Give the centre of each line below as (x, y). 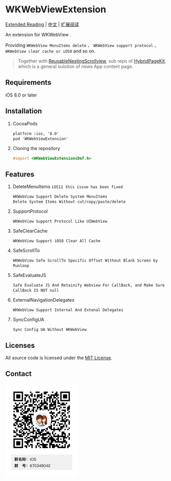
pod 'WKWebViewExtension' (40, 139)
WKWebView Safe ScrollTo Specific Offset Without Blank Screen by (85, 261)
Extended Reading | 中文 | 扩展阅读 (42, 24)
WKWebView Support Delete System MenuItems (60, 197)
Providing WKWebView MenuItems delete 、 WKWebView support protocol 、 (82, 45)
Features (20, 174)
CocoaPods (25, 123)
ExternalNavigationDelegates (43, 300)
